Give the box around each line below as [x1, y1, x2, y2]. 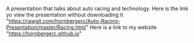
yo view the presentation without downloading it [6, 11, 123, 18]
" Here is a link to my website [85, 24, 157, 31]
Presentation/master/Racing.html [6, 24, 86, 31]
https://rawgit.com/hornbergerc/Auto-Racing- [8, 18, 121, 24]
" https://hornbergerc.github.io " [6, 30, 82, 37]
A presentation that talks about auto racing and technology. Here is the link [6, 5, 189, 12]
